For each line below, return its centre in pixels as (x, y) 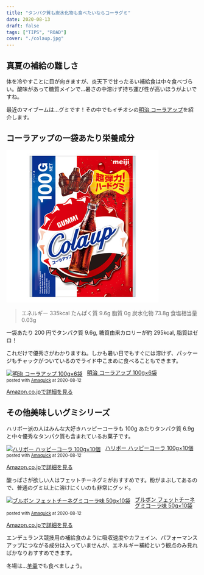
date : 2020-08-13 (28, 19)
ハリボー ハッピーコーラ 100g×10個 (149, 448)
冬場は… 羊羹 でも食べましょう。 (46, 566)
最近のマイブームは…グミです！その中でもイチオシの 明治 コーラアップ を (97, 109)
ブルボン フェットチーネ (165, 499)
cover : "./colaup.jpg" (35, 39)
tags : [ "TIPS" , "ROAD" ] (37, 32)
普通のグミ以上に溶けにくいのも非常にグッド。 (75, 487)
